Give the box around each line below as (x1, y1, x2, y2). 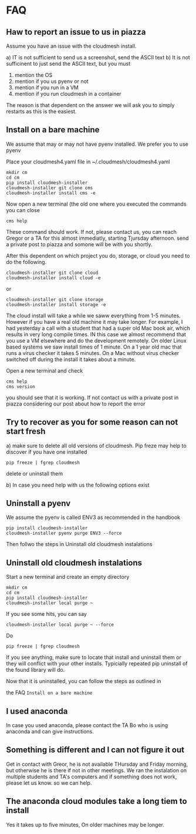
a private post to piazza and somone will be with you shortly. (6, 240, 153, 247)
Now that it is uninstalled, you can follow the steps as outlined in (6, 678, 161, 685)
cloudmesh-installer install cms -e (6, 190, 96, 196)
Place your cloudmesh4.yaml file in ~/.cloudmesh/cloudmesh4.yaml (6, 158, 170, 165)
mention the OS (14, 72, 53, 78)
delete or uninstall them (6, 470, 63, 477)
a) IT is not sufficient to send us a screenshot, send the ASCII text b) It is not (6, 54, 191, 61)
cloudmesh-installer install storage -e (6, 302, 107, 307)
